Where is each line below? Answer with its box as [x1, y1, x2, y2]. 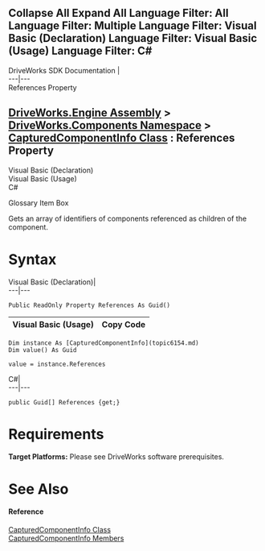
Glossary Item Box [8, 197, 69, 208]
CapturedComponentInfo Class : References [8, 131, 235, 145]
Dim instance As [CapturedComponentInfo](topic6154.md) [8, 338, 199, 347]
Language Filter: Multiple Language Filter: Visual [8, 19, 257, 33]
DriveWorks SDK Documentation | [8, 65, 120, 75]
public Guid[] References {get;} [8, 398, 120, 406]
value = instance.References [8, 360, 106, 368]
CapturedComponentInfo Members [8, 533, 124, 543]
